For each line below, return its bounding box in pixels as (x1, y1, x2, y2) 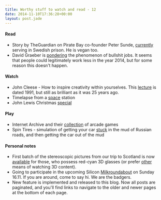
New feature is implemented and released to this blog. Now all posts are (12, 180, 156, 185)
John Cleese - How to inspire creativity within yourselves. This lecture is (12, 84, 156, 90)
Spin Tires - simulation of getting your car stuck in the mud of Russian (12, 126, 152, 132)
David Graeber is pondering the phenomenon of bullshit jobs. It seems (12, 52, 152, 58)
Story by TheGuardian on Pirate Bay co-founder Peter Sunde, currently (12, 42, 154, 47)
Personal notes (5, 143, 36, 149)
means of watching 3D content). (12, 164, 76, 170)
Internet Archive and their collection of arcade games (12, 122, 118, 127)
